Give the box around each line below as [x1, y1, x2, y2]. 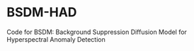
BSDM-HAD [6, 4, 77, 21]
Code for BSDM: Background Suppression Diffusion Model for [6, 28, 187, 36]
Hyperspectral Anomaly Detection [6, 35, 105, 43]
